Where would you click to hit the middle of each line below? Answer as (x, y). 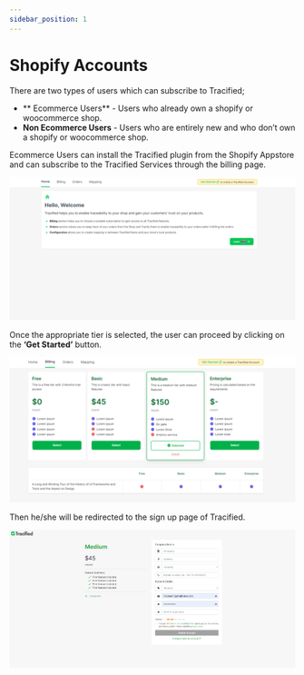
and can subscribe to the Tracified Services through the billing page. (137, 164)
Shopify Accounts (78, 65)
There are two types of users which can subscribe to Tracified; (127, 90)
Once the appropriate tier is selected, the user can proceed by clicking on (147, 334)
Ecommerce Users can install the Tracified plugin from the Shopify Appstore (152, 154)
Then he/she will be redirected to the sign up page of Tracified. (127, 517)
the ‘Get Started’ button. (56, 344)
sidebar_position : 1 (49, 19)
